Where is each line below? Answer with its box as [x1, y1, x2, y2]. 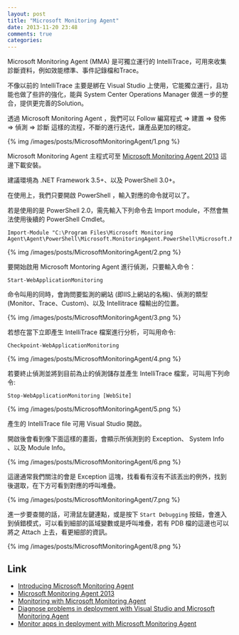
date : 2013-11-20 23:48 [7, 23, 78, 31]
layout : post [7, 10, 46, 18]
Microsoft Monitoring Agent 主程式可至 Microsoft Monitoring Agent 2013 [7, 152, 219, 161]
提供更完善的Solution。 [19, 99, 87, 107]
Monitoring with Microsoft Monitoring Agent [17, 597, 147, 605]
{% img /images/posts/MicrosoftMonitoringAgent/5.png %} [7, 405, 181, 413]
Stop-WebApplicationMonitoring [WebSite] [7, 393, 132, 400]
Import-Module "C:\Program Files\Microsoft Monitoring [7, 229, 174, 237]
